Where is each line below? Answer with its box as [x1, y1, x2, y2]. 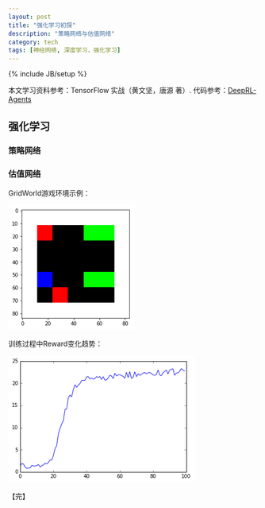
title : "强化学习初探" [8, 21, 76, 29]
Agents [8, 95, 32, 104]
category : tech [8, 38, 59, 46]
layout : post [8, 13, 52, 21]
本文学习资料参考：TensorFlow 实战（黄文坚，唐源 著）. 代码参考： [8, 86, 229, 95]
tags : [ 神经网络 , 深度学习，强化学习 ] [8, 46, 121, 55]
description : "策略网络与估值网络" [8, 29, 115, 37]
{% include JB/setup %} [8, 69, 87, 79]
